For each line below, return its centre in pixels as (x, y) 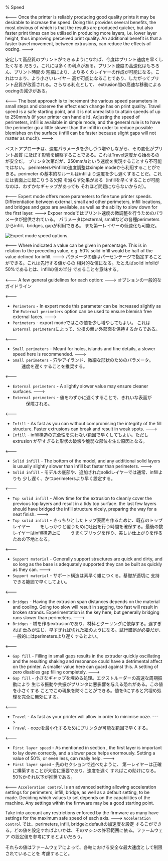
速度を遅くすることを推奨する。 (54, 366)
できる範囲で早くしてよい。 (41, 582)
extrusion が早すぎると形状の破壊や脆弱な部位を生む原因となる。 (80, 441)
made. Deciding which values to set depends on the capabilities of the (78, 798)
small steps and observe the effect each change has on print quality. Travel (83, 106)
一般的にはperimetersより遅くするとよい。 (57, 636)
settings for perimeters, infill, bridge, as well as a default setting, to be (77, 792)
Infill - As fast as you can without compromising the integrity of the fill (87, 423)
